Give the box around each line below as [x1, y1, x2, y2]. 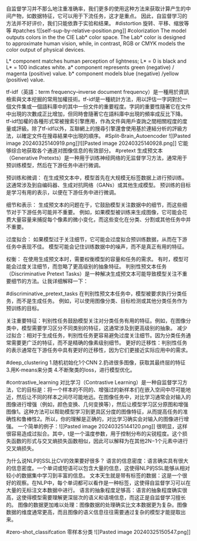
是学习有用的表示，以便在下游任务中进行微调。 [6, 189, 119, 195]
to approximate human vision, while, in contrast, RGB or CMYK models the [6, 40, 185, 47]
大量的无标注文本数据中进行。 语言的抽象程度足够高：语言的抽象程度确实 [6, 486, 182, 493]
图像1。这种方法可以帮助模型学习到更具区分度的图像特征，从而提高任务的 [6, 408, 183, 415]
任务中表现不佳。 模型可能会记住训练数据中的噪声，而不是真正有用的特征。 [6, 243, 188, 250]
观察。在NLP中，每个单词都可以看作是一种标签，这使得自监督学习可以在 [16, 479, 191, 486]
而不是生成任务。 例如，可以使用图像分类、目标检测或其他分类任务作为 [16, 297, 188, 304]
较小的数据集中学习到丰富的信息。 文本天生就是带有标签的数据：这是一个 [6, 472, 182, 479]
